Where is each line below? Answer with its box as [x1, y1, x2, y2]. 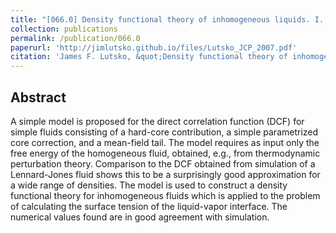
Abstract [10, 89, 67, 106]
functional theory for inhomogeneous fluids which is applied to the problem [10, 189, 321, 201]
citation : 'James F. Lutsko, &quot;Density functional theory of [10, 52, 288, 62]
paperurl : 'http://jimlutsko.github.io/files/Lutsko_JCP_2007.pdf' [10, 42, 298, 53]
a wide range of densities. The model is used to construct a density [10, 179, 288, 191]
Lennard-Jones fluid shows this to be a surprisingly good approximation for [10, 168, 321, 180]
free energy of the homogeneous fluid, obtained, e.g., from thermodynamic [10, 147, 321, 159]
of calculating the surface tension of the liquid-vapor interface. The [10, 200, 288, 212]
